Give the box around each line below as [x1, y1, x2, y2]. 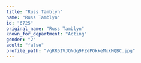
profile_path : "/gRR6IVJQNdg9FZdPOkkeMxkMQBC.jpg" [6, 48, 136, 54]
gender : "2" [6, 37, 36, 43]
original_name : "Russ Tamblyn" [6, 25, 85, 32]
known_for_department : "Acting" [6, 31, 87, 37]
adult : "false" [6, 43, 44, 49]
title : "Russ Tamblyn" [6, 8, 63, 15]
